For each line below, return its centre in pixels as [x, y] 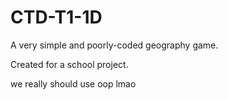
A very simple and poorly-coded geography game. [114, 45]
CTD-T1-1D [56, 17]
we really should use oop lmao [73, 83]
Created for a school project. [69, 64]
